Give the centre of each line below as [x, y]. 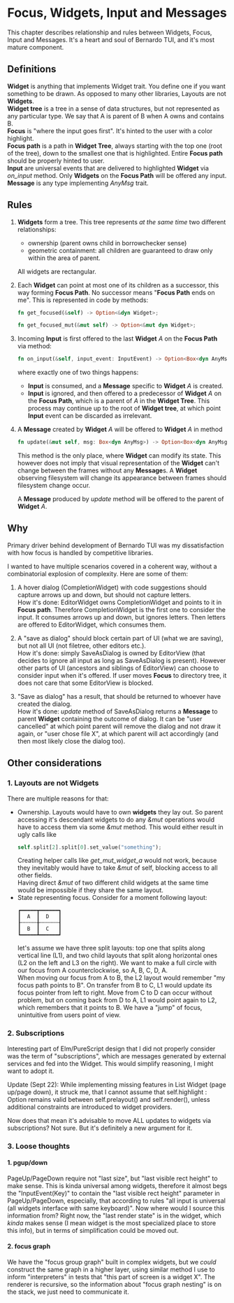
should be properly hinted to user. [56, 161]
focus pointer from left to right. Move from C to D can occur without [115, 992]
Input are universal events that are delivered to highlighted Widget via [108, 168]
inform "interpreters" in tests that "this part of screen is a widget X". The [111, 1277]
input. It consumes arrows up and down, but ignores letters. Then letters [121, 617]
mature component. [36, 47]
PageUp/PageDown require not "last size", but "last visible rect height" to [112, 1178]
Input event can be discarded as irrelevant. [90, 416]
